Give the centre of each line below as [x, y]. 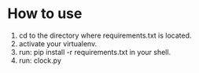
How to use [45, 14]
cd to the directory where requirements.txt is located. [105, 35]
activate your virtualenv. [58, 43]
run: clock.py [40, 60]
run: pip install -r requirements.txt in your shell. [94, 52]
